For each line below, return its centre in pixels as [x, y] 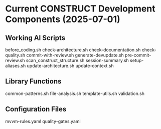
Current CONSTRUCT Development [80, 9]
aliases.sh [16, 66]
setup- [137, 60]
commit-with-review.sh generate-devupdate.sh [75, 55]
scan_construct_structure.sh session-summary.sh [77, 60]
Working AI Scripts [35, 38]
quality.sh [15, 55]
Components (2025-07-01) [63, 19]
